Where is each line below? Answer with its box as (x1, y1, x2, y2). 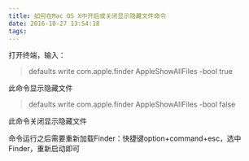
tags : (8, 27, 27, 35)
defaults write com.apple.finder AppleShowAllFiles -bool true (28, 67, 234, 76)
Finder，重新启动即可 (8, 144, 80, 154)
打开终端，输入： (8, 50, 66, 60)
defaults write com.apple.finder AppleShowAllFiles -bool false (28, 99, 236, 110)
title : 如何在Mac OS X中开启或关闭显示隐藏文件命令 (8, 11, 167, 20)
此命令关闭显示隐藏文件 (8, 116, 87, 126)
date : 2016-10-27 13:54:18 (8, 20, 100, 28)
